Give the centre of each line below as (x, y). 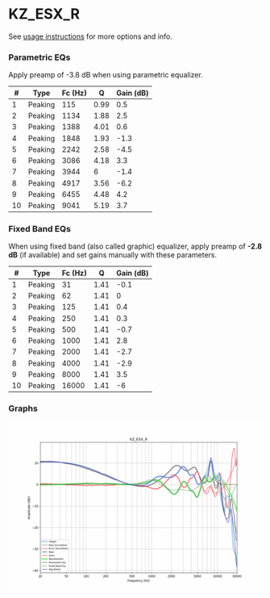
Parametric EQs (39, 57)
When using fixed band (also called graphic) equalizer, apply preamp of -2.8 (135, 246)
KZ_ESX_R (44, 14)
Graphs (23, 408)
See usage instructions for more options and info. (91, 36)
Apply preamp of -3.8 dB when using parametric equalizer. (106, 75)
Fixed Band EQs (39, 228)
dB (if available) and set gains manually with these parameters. (113, 255)
